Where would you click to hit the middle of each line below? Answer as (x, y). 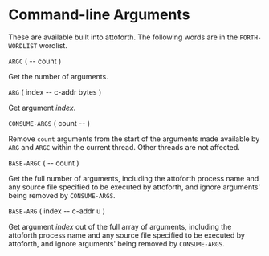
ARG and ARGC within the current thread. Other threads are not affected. (124, 147)
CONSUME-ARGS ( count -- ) (49, 123)
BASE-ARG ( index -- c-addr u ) (57, 211)
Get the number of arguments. (58, 76)
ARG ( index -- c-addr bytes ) (55, 92)
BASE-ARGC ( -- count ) (44, 163)
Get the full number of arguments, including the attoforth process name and (134, 178)
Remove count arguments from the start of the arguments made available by (134, 139)
